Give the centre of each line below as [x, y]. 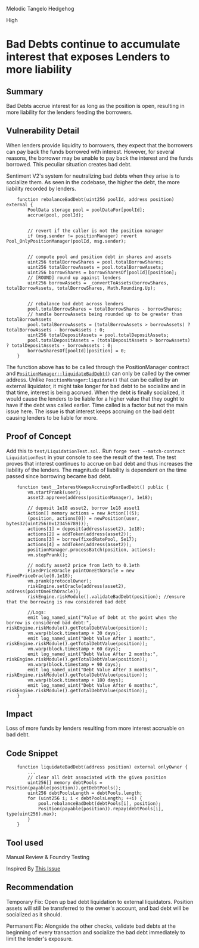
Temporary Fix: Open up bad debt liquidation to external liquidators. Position [100, 901]
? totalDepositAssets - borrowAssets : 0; [60, 345]
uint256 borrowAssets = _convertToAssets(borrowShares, [98, 283]
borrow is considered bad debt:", [49, 622]
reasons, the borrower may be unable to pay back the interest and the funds [100, 158]
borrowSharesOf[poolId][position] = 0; [77, 351]
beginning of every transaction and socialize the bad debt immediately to [96, 932]
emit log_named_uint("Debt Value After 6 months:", [93, 685]
